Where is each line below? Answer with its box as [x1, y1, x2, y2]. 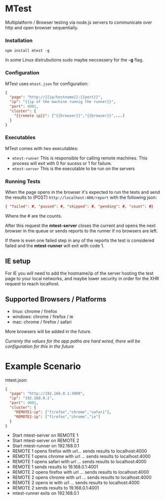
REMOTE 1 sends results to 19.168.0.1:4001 [12, 464, 98, 470]
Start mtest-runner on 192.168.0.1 [12, 443, 80, 449]
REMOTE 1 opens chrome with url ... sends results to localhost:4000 [12, 453, 151, 459]
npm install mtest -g [5, 48, 50, 54]
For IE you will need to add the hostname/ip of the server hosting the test [5, 270, 154, 276]
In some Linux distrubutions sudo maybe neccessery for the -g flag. [5, 57, 144, 63]
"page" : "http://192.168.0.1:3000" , [9, 391, 85, 396]
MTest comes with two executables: [5, 145, 79, 151]
